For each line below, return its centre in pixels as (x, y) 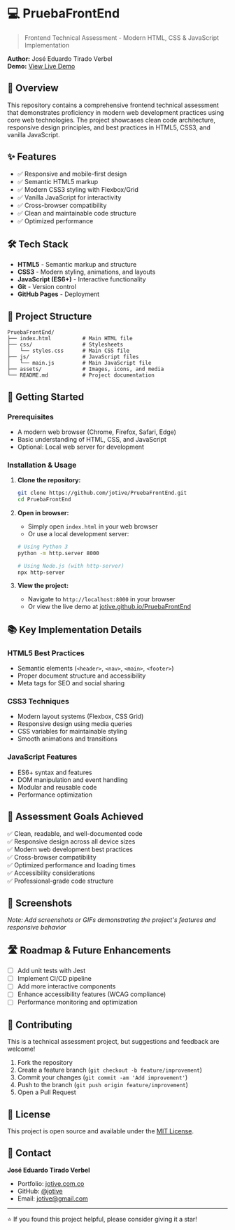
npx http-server (41, 572)
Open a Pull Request (47, 1092)
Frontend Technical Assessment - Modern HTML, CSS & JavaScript (121, 37)
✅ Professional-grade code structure (60, 881)
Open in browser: (43, 512)
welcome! (21, 1049)
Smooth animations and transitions (67, 739)
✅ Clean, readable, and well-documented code (75, 833)
